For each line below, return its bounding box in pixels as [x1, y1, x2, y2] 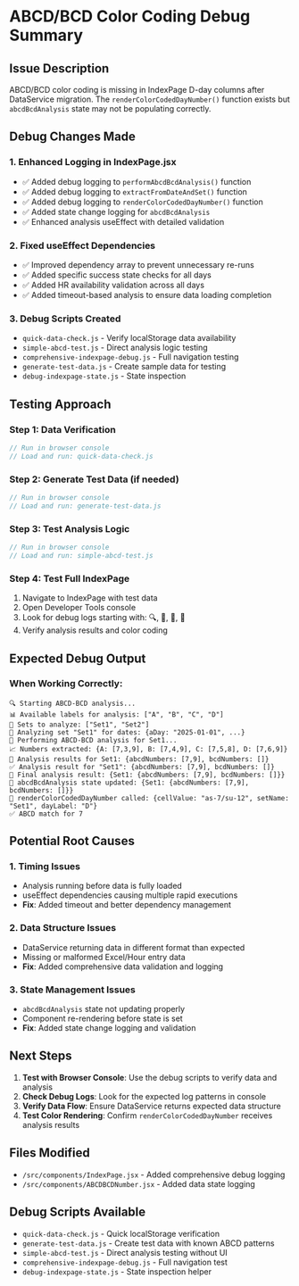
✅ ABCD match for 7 [9, 809, 83, 818]
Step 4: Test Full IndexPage [9, 572, 130, 585]
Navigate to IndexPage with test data [21, 593, 158, 603]
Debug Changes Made [9, 129, 137, 145]
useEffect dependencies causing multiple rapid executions [21, 890, 238, 900]
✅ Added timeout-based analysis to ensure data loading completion [21, 289, 272, 300]
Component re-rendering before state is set [21, 1013, 183, 1024]
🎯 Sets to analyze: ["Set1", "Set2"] [9, 720, 150, 729]
